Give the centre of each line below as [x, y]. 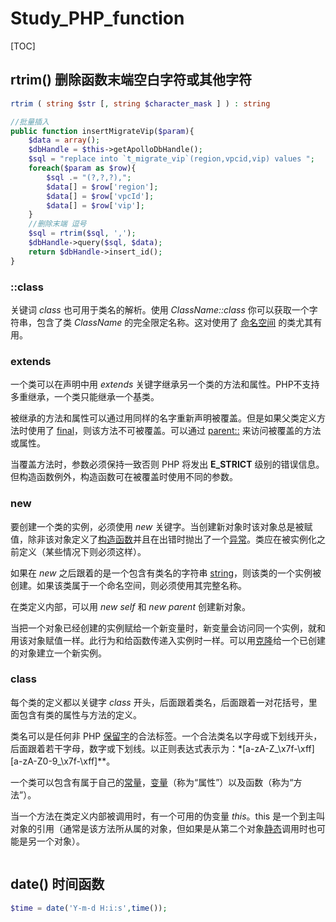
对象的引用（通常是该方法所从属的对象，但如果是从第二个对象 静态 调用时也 [163, 828]
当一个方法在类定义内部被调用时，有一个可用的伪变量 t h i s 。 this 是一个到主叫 [168, 816]
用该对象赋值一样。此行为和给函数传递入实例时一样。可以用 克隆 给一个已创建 [168, 640]
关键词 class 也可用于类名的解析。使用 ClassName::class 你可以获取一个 [160, 309]
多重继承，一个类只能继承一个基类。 [85, 397]
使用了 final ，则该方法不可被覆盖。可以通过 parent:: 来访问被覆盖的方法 [174, 431]
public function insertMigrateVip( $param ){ [102, 131]
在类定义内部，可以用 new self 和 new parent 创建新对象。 [130, 606]
